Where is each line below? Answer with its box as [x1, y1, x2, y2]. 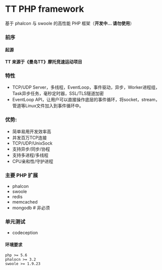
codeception [12, 230, 38, 236]
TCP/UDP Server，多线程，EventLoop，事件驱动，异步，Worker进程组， [12, 85, 160, 90]
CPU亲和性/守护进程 [12, 158, 54, 164]
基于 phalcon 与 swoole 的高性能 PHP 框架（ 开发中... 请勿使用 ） [5, 20, 135, 26]
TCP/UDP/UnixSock [12, 140, 53, 146]
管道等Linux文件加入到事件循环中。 [12, 103, 84, 109]
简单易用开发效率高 [12, 128, 52, 134]
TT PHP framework [5, 3, 84, 15]
